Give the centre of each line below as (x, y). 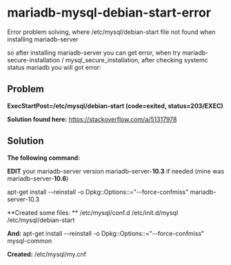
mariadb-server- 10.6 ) (38, 179)
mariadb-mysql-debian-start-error (109, 13)
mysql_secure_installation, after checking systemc (137, 60)
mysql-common (30, 241)
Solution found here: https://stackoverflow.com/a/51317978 (92, 119)
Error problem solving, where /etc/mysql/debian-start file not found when (111, 32)
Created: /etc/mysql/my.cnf (47, 254)
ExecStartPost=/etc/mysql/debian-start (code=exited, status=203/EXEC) (115, 106)
